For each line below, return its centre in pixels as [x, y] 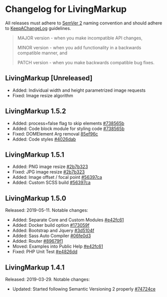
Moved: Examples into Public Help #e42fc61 [58, 246]
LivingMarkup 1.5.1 [35, 155]
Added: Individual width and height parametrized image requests [79, 90]
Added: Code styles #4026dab [44, 139]
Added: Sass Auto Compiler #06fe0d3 [52, 236]
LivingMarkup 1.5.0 [36, 198]
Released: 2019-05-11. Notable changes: [47, 210]
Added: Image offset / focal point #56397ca [57, 177]
